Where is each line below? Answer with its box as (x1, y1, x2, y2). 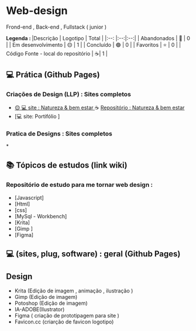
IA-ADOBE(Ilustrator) (14, 305, 65, 313)
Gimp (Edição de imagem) (14, 293, 78, 300)
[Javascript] (14, 194, 44, 201)
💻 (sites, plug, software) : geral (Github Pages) (6, 249, 181, 259)
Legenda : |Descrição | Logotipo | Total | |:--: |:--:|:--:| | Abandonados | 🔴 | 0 (6, 34, 190, 41)
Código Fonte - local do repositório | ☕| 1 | (6, 50, 108, 57)
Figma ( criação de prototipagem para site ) (14, 312, 120, 319)
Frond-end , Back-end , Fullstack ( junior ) (6, 23, 107, 30)
